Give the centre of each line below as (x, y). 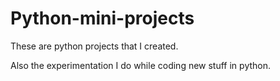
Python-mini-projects (102, 18)
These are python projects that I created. (94, 46)
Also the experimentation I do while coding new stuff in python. (141, 65)
